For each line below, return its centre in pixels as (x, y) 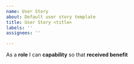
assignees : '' (24, 33)
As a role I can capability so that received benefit (67, 55)
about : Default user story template (51, 17)
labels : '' (19, 28)
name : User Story (27, 11)
